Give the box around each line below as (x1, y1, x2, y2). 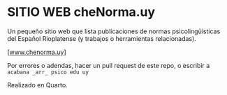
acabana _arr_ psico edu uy (7, 69, 89, 76)
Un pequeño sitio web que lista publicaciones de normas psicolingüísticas (7, 27, 221, 35)
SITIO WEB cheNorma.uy (7, 4, 156, 20)
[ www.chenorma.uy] (7, 48, 66, 56)
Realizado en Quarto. (7, 80, 68, 89)
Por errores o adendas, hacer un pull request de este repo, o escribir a (7, 61, 210, 69)
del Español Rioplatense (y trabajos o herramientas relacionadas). (7, 34, 197, 42)
